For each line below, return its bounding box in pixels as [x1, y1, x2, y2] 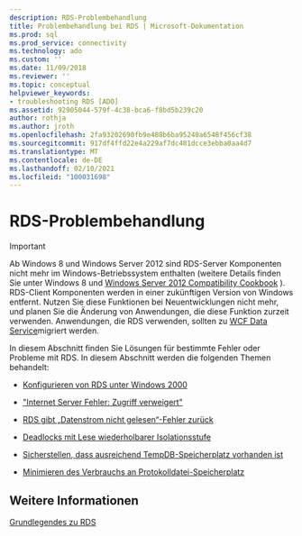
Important [9, 241, 46, 252]
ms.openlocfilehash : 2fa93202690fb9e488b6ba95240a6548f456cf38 [9, 131, 252, 140]
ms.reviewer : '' [9, 72, 70, 81]
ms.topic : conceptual [9, 80, 91, 89]
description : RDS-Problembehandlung [9, 13, 147, 23]
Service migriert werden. [9, 325, 99, 336]
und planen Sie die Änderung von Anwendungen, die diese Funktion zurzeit [9, 306, 290, 317]
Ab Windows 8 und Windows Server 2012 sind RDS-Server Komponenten [9, 259, 282, 269]
